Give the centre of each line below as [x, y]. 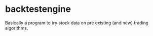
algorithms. [17, 28]
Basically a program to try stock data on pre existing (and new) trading [77, 23]
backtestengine [38, 9]
